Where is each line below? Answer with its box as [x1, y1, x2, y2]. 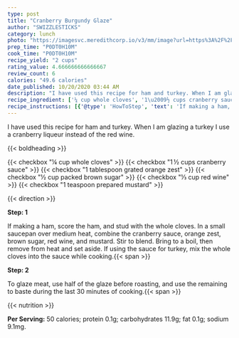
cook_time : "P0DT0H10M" [7, 51, 78, 58]
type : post [7, 10, 40, 18]
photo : [7, 37, 27, 44]
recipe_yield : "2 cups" [7, 57, 78, 64]
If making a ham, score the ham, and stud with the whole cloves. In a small [7, 221, 225, 230]
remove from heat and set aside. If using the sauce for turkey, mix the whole [7, 244, 231, 253]
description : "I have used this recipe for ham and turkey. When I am [7, 90, 221, 97]
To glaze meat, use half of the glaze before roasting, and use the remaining [7, 279, 228, 288]
